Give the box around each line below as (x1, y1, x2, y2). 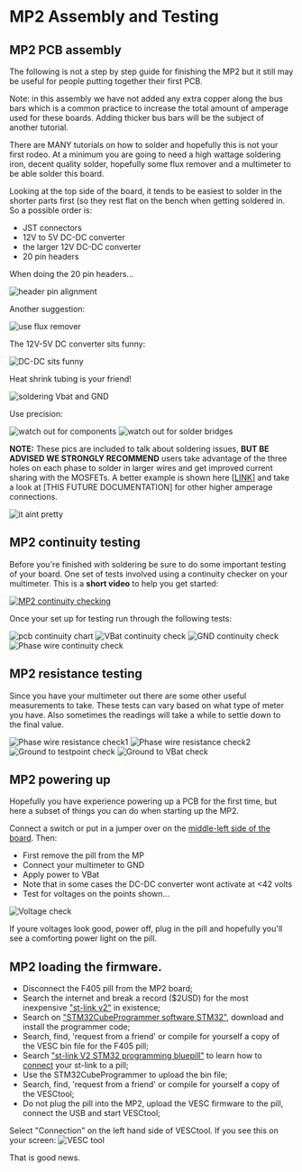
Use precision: (9, 409, 63, 419)
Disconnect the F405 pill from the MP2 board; (22, 983, 193, 994)
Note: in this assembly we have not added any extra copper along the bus (9, 93, 284, 104)
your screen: (9, 1135, 57, 1146)
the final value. (9, 719, 65, 730)
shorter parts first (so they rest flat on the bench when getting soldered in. (9, 196, 286, 206)
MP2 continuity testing (9, 535, 142, 550)
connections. (9, 492, 59, 502)
